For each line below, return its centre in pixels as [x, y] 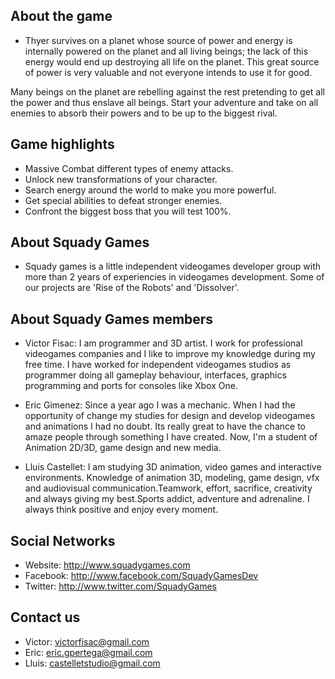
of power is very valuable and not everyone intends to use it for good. [168, 72]
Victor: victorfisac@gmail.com [87, 641]
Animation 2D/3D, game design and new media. [123, 448]
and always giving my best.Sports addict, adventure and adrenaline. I [167, 499]
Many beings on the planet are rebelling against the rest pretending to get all [167, 91]
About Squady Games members [112, 319]
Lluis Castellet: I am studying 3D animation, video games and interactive [173, 467]
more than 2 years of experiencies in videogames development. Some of [174, 277]
